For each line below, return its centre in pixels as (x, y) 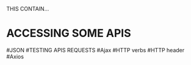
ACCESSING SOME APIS (69, 33)
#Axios (15, 56)
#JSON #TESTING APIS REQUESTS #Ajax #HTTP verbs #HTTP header (95, 50)
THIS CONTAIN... (28, 9)
